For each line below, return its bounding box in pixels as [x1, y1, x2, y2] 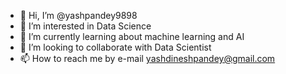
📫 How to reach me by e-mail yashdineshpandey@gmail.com [19, 53, 276, 64]
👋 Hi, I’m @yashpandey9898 [19, 10, 138, 21]
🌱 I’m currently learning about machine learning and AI [19, 31, 245, 42]
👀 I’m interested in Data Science [19, 20, 152, 32]
